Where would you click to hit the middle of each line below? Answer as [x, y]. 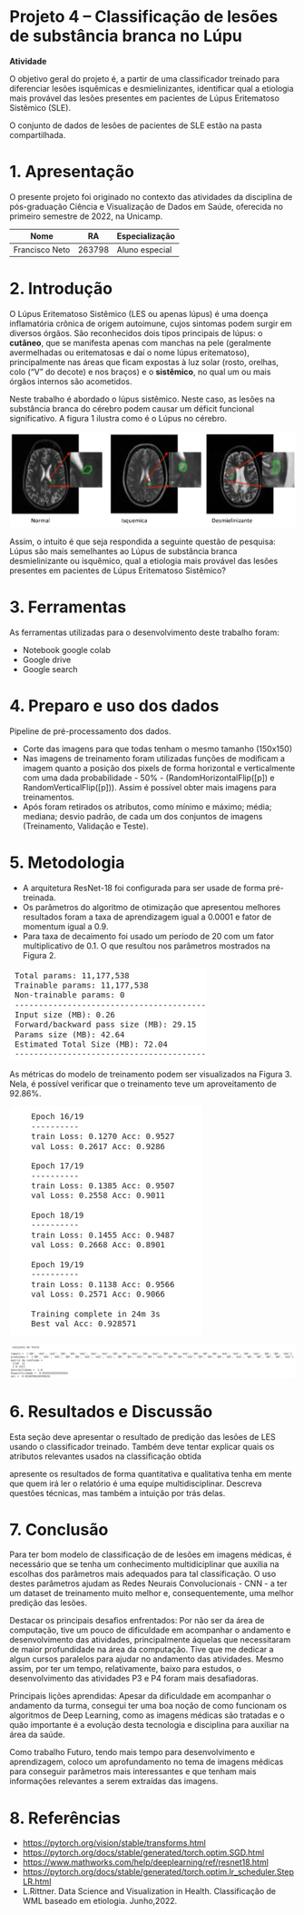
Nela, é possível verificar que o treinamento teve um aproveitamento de [143, 1084]
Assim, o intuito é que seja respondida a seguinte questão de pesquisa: [143, 541]
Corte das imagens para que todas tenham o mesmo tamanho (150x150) [157, 749]
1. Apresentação [72, 172]
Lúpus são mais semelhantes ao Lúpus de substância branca [123, 551]
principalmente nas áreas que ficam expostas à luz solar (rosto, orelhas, [144, 362]
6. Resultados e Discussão [111, 1411]
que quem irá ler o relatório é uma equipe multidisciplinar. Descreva [136, 1483]
